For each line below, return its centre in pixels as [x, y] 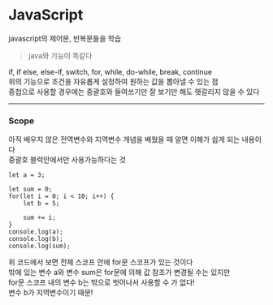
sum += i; [40, 218]
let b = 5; [41, 204]
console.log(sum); [39, 246]
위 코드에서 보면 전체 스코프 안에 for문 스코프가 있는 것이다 [101, 262]
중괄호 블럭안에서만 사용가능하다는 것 [67, 160]
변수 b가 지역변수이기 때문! [51, 293]
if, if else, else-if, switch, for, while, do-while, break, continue [110, 71]
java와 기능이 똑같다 [60, 55]
